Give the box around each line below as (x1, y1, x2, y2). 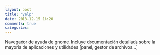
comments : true (5, 21, 36, 26)
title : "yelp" (5, 12, 34, 17)
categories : (5, 26, 29, 30)
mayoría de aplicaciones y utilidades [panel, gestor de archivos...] (5, 44, 138, 50)
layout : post (5, 7, 32, 12)
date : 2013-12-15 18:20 (5, 16, 54, 21)
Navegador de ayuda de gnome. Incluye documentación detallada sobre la (5, 39, 156, 45)
